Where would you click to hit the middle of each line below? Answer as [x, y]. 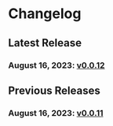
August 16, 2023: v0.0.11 [56, 113]
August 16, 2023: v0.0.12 [56, 65]
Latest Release [45, 43]
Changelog [45, 14]
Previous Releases [54, 90]
